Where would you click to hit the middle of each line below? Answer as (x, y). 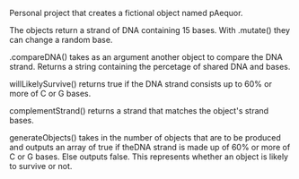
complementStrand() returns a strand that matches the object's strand (139, 111)
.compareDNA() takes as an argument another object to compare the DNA (146, 57)
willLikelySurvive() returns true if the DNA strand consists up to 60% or (141, 84)
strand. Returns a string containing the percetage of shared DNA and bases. (150, 67)
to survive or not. (41, 166)
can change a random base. (61, 40)
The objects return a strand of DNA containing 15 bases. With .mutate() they (149, 30)
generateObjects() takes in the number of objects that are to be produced (145, 137)
